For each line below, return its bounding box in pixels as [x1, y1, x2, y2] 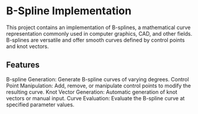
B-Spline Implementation [6, 4, 132, 18]
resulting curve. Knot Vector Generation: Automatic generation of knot [6, 88, 178, 96]
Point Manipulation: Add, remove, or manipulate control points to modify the [6, 82, 191, 89]
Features [6, 60, 40, 70]
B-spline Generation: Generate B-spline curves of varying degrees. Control [6, 75, 189, 83]
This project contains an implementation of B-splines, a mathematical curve [6, 24, 191, 31]
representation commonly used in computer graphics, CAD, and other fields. [6, 30, 193, 37]
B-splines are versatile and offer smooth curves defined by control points [6, 36, 185, 43]
